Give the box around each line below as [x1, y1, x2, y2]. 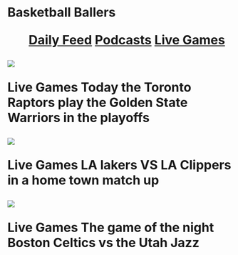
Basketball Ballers [7, 4, 116, 21]
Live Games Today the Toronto [7, 79, 192, 96]
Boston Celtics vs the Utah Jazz [7, 235, 200, 251]
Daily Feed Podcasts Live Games [28, 32, 226, 49]
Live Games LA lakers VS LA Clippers [7, 157, 232, 174]
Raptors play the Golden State [7, 94, 188, 111]
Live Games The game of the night [7, 219, 214, 236]
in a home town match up [7, 172, 160, 189]
